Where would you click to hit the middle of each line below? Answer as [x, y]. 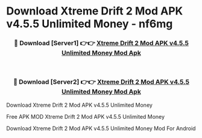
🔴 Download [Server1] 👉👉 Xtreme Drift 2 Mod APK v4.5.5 [101, 43]
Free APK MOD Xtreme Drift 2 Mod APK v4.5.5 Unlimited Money [85, 116]
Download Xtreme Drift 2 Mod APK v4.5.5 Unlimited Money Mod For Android [101, 128]
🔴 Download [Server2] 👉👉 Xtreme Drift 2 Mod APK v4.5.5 [101, 82]
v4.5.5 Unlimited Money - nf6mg [90, 24]
